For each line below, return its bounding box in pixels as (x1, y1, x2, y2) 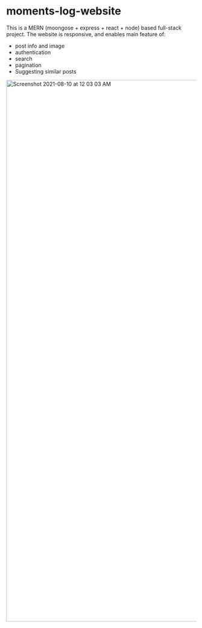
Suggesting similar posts (14, 68, 77, 75)
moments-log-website (6, 4, 122, 18)
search (14, 55, 33, 62)
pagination (14, 61, 42, 69)
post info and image (14, 42, 65, 49)
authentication (14, 48, 51, 55)
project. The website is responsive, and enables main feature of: (6, 30, 166, 37)
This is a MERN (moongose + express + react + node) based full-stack (6, 24, 182, 31)
